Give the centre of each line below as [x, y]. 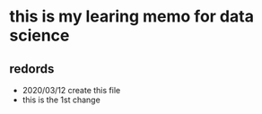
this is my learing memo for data [131, 17]
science [39, 35]
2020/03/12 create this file [71, 90]
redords [32, 69]
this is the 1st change [61, 100]
